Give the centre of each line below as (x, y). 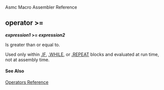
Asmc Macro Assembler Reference (41, 7)
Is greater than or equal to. (33, 44)
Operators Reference (27, 82)
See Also (15, 71)
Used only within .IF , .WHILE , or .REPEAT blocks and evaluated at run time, (82, 54)
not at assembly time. (27, 59)
